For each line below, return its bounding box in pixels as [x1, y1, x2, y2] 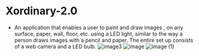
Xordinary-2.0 [5, 4, 78, 18]
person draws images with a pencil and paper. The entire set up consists [14, 36, 194, 43]
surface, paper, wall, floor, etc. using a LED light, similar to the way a [14, 30, 183, 37]
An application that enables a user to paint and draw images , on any [14, 24, 183, 31]
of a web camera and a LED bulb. [14, 43, 97, 50]
